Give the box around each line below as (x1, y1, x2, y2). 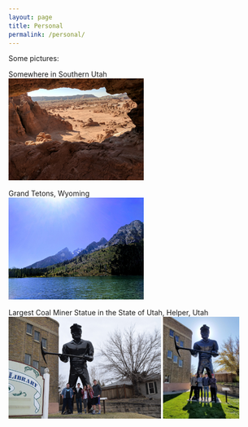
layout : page (8, 13, 53, 21)
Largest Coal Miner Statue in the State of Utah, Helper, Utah (8, 308, 209, 318)
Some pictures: (8, 54, 59, 64)
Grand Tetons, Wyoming (8, 188, 90, 199)
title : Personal (8, 21, 63, 30)
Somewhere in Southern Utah (8, 69, 107, 79)
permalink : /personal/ (8, 30, 85, 38)
